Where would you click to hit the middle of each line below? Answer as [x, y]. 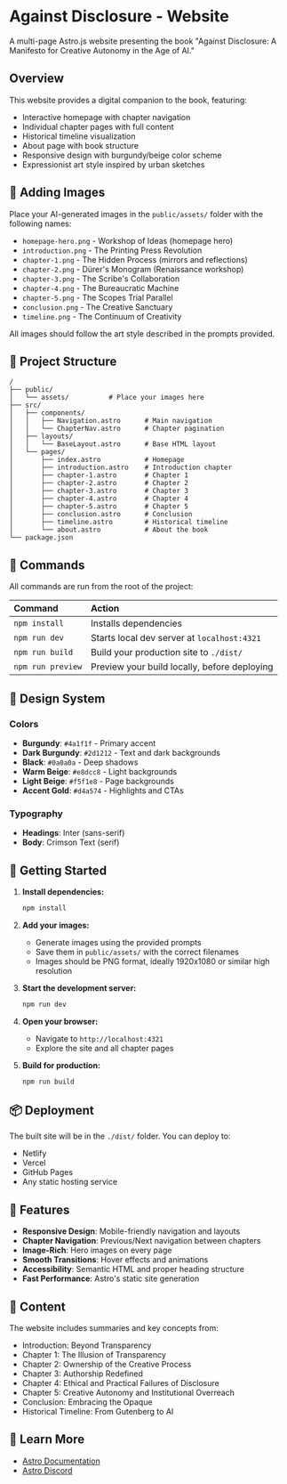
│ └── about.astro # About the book [109, 530]
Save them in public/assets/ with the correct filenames [137, 952]
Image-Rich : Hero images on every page [97, 1250]
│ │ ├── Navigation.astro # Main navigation [111, 421]
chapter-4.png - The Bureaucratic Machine [100, 288]
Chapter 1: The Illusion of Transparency [94, 1355]
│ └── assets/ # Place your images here [107, 398]
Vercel [34, 1163]
